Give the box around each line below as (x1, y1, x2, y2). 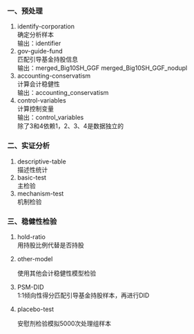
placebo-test (17, 305, 54, 313)
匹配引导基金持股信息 (17, 55, 78, 64)
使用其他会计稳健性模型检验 (17, 269, 97, 277)
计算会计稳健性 (17, 80, 60, 88)
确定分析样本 (17, 30, 54, 39)
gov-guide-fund (17, 47, 63, 55)
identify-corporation (17, 22, 75, 30)
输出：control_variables (17, 113, 84, 122)
